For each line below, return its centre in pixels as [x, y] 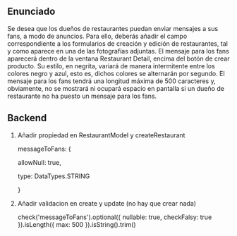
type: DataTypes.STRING [54, 176]
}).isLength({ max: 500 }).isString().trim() [77, 224]
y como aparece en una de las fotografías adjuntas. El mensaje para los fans [118, 51]
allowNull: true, [39, 162]
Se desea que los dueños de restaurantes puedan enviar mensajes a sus [113, 28]
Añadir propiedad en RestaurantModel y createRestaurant [101, 135]
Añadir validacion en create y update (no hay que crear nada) [107, 203]
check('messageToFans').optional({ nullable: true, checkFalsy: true [115, 217]
